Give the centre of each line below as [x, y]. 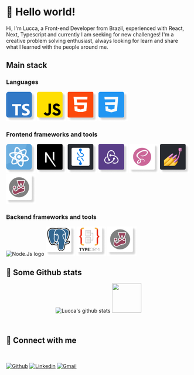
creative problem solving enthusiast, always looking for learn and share [92, 40]
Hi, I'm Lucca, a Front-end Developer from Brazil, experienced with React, [95, 28]
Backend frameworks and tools [51, 217]
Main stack [27, 65]
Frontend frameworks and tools [52, 134]
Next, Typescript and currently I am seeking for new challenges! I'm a [90, 34]
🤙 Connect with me [41, 341]
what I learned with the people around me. [57, 47]
